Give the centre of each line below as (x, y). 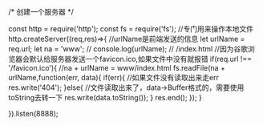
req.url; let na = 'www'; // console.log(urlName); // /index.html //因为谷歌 (128, 49)
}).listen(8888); (33, 114)
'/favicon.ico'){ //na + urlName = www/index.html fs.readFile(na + (117, 68)
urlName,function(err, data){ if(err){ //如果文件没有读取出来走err (113, 77)
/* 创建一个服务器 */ (41, 12)
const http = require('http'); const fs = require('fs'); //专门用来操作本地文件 (131, 29)
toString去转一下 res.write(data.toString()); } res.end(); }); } (105, 98)
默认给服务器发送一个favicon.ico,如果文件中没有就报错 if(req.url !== (141, 59)
